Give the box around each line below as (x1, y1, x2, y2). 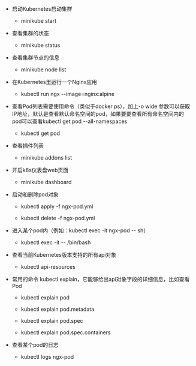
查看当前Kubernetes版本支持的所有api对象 (11, 251, 117, 258)
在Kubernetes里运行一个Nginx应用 (11, 79, 98, 85)
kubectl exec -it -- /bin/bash (20, 239, 91, 246)
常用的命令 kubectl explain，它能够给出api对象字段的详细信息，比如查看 (11, 275, 190, 283)
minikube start (20, 17, 57, 24)
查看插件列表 (11, 142, 44, 149)
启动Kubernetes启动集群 (11, 5, 73, 12)
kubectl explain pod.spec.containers (20, 329, 111, 336)
